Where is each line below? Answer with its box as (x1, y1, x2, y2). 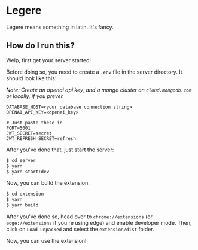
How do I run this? (6, 41, 75, 51)
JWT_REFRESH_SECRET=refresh (6, 135, 77, 141)
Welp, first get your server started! (6, 56, 92, 63)
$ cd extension (6, 191, 44, 197)
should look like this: (6, 74, 57, 81)
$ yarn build (6, 202, 39, 208)
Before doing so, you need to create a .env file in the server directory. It (6, 68, 182, 75)
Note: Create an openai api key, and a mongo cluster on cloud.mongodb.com (6, 86, 192, 93)
